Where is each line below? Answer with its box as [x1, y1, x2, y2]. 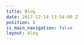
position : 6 [6, 19, 35, 25]
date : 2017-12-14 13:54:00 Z [6, 14, 78, 20]
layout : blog [6, 30, 38, 36]
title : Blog [6, 8, 35, 15]
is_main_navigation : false [6, 25, 73, 31]
